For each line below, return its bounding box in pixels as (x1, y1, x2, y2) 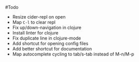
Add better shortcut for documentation (12, 46, 92, 51)
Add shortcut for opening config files (12, 40, 89, 46)
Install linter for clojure (12, 30, 59, 35)
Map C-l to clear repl (12, 19, 56, 25)
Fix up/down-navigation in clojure (12, 24, 82, 30)
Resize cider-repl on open (12, 14, 66, 19)
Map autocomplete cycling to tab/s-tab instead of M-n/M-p (12, 51, 135, 57)
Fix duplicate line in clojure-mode (12, 35, 81, 41)
